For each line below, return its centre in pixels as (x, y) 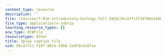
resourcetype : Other (26, 37)
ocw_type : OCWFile (24, 32)
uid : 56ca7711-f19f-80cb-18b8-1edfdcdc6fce (51, 46)
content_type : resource (30, 9)
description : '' (22, 14)
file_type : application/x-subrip (40, 23)
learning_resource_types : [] (35, 28)
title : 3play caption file (33, 41)
